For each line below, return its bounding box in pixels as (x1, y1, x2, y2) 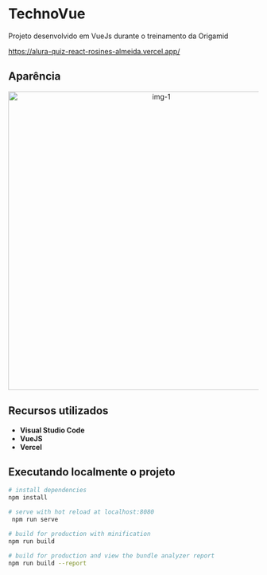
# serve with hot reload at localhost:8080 (8, 508, 155, 516)
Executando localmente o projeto (8, 465, 176, 479)
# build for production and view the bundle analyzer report (8, 551, 215, 560)
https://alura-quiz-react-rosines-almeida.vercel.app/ (8, 46, 180, 56)
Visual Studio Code (19, 425, 85, 435)
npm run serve (11, 515, 59, 523)
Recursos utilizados (8, 404, 109, 418)
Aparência (8, 69, 61, 84)
